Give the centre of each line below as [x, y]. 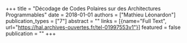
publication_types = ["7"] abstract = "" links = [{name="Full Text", [86, 21]
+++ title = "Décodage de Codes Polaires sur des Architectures [83, 9]
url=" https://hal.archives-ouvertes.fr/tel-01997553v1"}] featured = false [93, 27]
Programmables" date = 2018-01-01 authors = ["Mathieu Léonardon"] [91, 15]
